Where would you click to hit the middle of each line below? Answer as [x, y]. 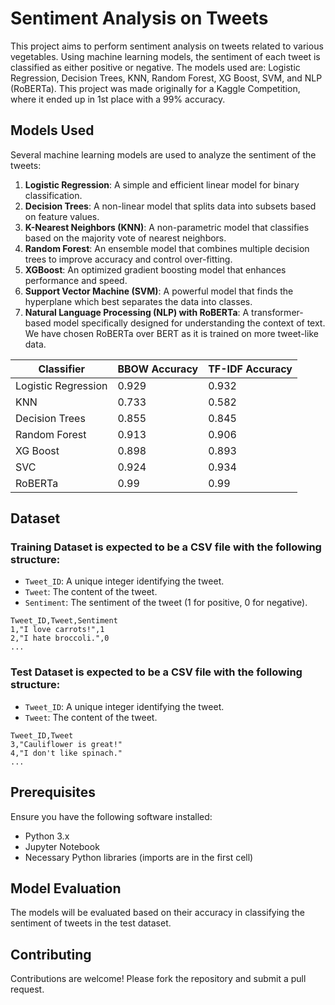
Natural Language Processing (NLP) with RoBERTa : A [137, 312]
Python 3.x [47, 836]
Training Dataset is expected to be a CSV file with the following [166, 547]
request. [27, 989]
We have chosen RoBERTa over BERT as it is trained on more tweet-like [171, 333]
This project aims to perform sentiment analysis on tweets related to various [167, 46]
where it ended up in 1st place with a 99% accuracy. [118, 99]
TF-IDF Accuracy [250, 369]
